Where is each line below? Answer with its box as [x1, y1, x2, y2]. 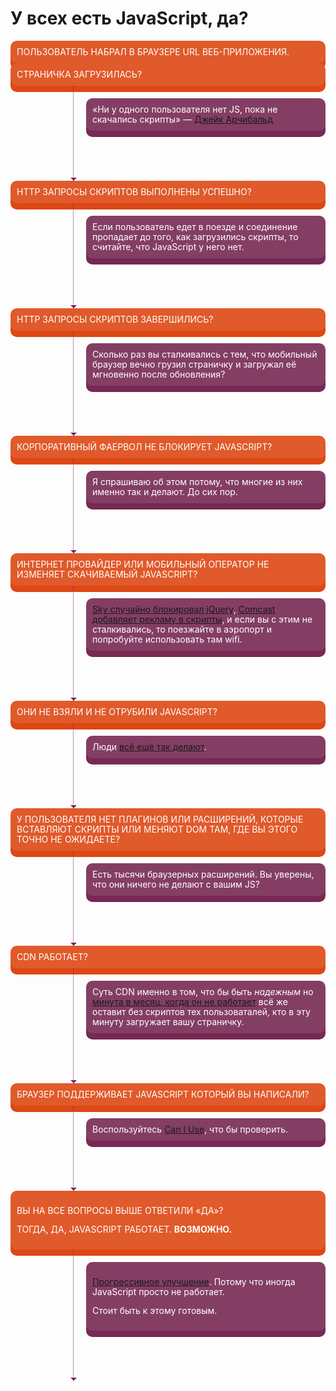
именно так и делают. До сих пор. [92, 485, 238, 497]
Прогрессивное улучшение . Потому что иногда [92, 1275, 296, 1287]
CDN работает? [16, 950, 88, 962]
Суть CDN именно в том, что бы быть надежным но [92, 985, 314, 997]
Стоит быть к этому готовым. [92, 1304, 218, 1316]
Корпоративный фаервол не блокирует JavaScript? [16, 440, 273, 452]
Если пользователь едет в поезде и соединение [92, 220, 298, 232]
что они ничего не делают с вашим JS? [92, 878, 260, 890]
